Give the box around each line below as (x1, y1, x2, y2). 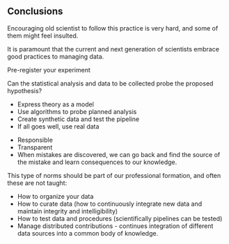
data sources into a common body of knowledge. (17, 229, 159, 237)
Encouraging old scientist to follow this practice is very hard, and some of (7, 24, 219, 32)
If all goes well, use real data (17, 122, 100, 131)
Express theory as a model (17, 100, 94, 108)
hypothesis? (7, 86, 42, 95)
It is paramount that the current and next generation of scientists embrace (7, 44, 219, 53)
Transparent (17, 143, 53, 152)
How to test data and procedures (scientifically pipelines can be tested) (17, 214, 223, 222)
